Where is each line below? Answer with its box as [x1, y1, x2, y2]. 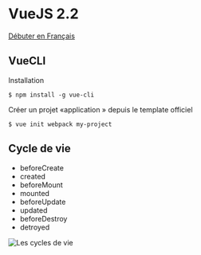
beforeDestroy [19, 214, 68, 223]
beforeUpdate [19, 197, 66, 206]
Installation [8, 75, 45, 84]
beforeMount [19, 180, 64, 190]
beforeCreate [19, 163, 64, 172]
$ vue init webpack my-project [8, 120, 112, 128]
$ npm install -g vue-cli [8, 91, 94, 99]
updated [19, 205, 48, 215]
